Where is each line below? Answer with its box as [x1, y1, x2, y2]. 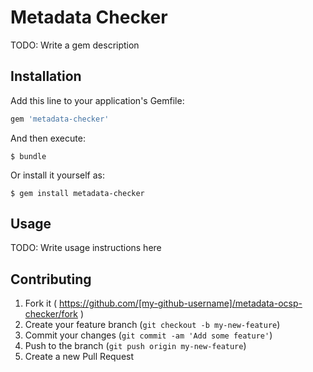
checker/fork [24, 308, 78, 320]
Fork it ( [24, 297, 58, 310]
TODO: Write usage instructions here [10, 242, 162, 254]
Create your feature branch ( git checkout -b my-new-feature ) [24, 319, 281, 331]
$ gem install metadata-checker [10, 188, 145, 198]
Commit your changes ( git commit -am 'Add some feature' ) [24, 329, 273, 341]
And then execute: [10, 132, 86, 144]
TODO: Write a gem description [10, 39, 140, 51]
